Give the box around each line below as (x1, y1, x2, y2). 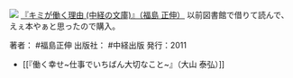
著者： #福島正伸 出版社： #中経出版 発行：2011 (9, 40, 188, 50)
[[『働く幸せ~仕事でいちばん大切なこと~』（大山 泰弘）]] (22, 59, 225, 69)
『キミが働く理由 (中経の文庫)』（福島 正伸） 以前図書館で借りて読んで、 (20, 10, 289, 20)
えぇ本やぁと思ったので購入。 (9, 21, 120, 31)
